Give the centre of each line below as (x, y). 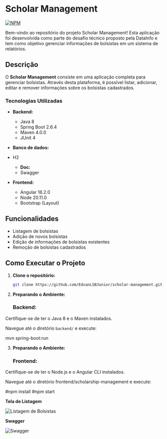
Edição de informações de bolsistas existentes (61, 242)
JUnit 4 (28, 138)
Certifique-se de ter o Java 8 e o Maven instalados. (59, 318)
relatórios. (16, 49)
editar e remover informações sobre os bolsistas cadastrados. (70, 88)
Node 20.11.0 (33, 197)
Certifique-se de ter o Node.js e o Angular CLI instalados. (65, 372)
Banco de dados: (31, 148)
